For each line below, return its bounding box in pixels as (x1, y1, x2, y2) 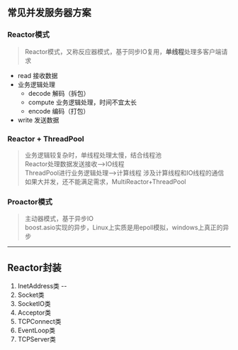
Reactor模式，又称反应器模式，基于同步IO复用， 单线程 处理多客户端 (24, 47, 222, 55)
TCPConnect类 (17, 317, 62, 326)
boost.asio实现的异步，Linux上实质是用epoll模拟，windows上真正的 (24, 223, 223, 232)
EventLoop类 (17, 326, 56, 335)
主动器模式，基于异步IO (24, 214, 94, 223)
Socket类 (17, 290, 45, 300)
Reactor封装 (7, 261, 62, 273)
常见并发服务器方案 (7, 6, 91, 19)
